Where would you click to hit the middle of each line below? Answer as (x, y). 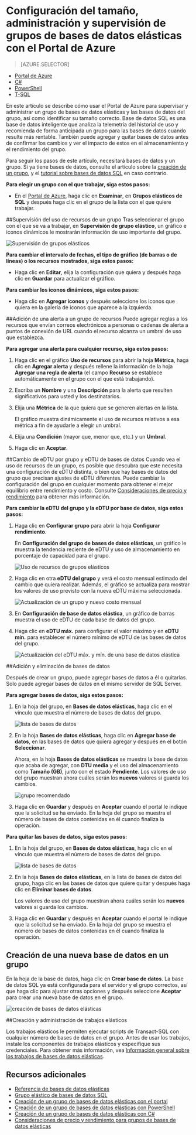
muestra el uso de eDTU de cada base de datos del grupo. (85, 620)
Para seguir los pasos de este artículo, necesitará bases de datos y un (91, 160)
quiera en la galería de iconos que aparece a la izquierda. (84, 307)
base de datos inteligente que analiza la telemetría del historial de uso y (92, 124)
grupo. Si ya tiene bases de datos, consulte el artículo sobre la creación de (96, 167)
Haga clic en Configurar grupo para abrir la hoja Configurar (87, 525)
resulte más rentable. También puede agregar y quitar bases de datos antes (97, 136)
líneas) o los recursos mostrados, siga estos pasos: (70, 261)
